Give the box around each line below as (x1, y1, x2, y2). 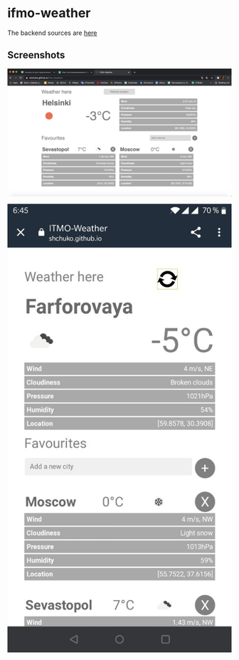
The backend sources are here (7, 28, 97, 37)
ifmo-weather (7, 5, 91, 21)
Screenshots (7, 49, 65, 61)
